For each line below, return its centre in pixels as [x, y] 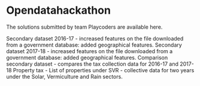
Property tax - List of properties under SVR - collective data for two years [104, 70]
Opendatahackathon [58, 10]
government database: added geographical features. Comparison [87, 57]
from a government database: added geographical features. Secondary [94, 45]
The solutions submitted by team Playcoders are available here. [84, 27]
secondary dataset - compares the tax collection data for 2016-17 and [92, 64]
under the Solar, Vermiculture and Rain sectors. [64, 76]
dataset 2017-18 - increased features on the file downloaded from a [90, 51]
